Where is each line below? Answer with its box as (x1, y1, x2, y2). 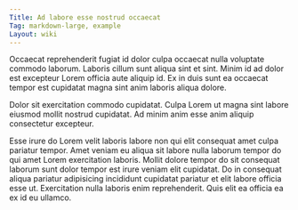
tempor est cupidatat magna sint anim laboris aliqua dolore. (9, 82, 227, 93)
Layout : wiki (9, 29, 58, 38)
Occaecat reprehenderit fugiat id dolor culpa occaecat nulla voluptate (9, 54, 265, 65)
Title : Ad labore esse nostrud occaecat (9, 12, 162, 22)
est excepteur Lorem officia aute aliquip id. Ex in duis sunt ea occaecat (9, 73, 269, 84)
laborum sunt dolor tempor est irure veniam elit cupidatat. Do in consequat (9, 164, 282, 174)
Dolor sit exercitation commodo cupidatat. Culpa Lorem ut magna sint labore (9, 100, 289, 110)
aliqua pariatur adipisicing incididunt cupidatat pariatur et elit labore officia (9, 174, 282, 184)
